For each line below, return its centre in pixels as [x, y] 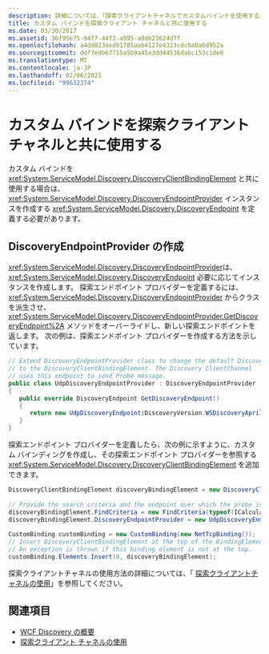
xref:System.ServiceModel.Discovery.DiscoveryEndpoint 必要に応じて [124, 277]
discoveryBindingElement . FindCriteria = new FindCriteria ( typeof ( [121, 512]
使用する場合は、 [36, 188]
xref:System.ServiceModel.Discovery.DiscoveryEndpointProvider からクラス [134, 297]
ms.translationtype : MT [48, 61]
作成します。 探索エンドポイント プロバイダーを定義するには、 [139, 287]
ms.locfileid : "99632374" [51, 83]
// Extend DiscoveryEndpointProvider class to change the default [121, 361]
